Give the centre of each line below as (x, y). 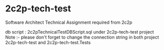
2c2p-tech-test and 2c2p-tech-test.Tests (48, 42)
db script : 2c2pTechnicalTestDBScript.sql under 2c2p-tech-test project (80, 32)
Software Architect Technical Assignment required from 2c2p (69, 22)
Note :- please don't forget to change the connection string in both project (82, 37)
